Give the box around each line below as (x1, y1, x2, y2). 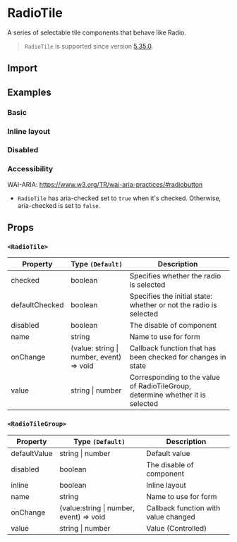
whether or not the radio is (129, 300, 217, 310)
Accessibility (7, 164, 54, 174)
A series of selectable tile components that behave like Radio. (7, 28, 187, 37)
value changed (146, 512, 195, 522)
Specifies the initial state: (129, 291, 213, 301)
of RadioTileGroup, (129, 381, 192, 391)
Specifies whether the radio (129, 271, 221, 281)
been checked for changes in (129, 352, 226, 362)
